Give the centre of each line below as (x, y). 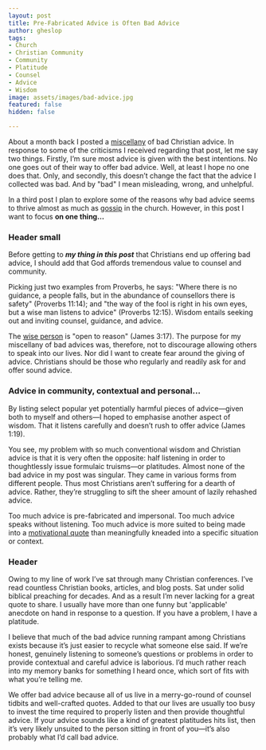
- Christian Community (46, 53)
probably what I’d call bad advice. (64, 737)
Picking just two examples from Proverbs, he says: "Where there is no (123, 287)
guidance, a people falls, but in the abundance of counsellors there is (122, 295)
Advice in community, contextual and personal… (105, 391)
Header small (35, 237)
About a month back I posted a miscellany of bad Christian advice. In (121, 142)
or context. (26, 541)
